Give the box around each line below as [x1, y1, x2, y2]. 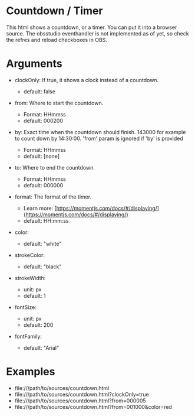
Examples [6, 365, 55, 379]
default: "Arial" [23, 344, 60, 351]
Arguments [6, 57, 63, 70]
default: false [23, 87, 56, 95]
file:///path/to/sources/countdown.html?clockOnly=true [14, 391, 149, 398]
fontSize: [14, 303, 37, 311]
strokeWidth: [14, 274, 46, 281]
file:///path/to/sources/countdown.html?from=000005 [14, 397, 146, 404]
